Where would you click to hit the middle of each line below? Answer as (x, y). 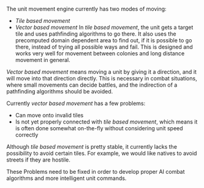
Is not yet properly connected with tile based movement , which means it (106, 122)
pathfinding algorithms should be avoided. (60, 91)
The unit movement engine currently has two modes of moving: (86, 9)
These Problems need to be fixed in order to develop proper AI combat (96, 172)
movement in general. (43, 60)
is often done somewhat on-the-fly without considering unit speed (99, 128)
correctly (27, 135)
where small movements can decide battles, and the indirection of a (92, 85)
